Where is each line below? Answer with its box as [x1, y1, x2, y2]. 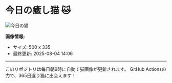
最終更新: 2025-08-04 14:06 [12, 50, 73, 57]
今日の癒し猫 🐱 [5, 5, 71, 16]
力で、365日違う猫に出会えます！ [5, 72, 77, 78]
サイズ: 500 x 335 [12, 44, 51, 50]
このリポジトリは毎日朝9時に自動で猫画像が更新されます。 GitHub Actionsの [5, 66, 166, 72]
